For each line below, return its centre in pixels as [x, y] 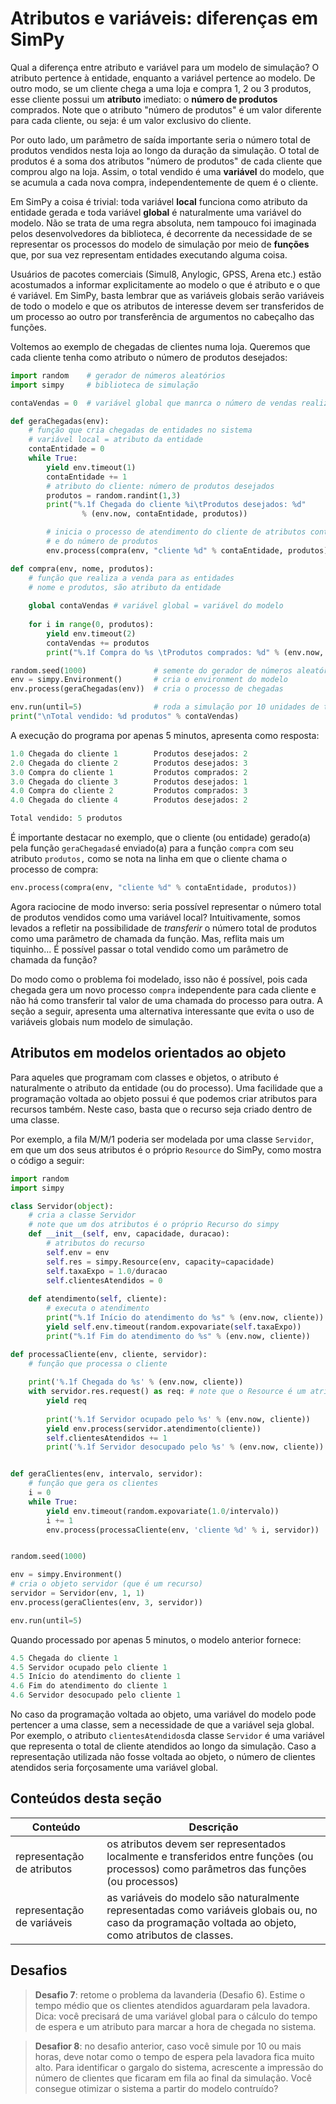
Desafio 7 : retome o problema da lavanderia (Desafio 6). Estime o [170, 1994]
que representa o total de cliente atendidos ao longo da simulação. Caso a [163, 1746]
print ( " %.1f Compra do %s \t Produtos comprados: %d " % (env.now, [185, 652]
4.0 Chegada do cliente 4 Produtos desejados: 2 [129, 800]
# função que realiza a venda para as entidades [131, 578]
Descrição [213, 1827]
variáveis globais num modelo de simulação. [101, 1021]
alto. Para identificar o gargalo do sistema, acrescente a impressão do [179, 2067]
